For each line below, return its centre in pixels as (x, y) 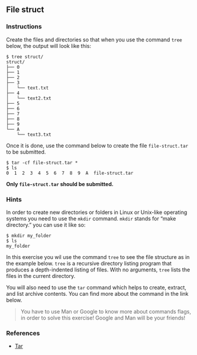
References (23, 333)
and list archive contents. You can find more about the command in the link (97, 293)
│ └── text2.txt (29, 98)
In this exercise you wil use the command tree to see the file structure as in (98, 257)
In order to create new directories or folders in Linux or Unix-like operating (97, 212)
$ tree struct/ (25, 57)
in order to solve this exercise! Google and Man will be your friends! (103, 318)
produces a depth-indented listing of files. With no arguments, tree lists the (98, 270)
